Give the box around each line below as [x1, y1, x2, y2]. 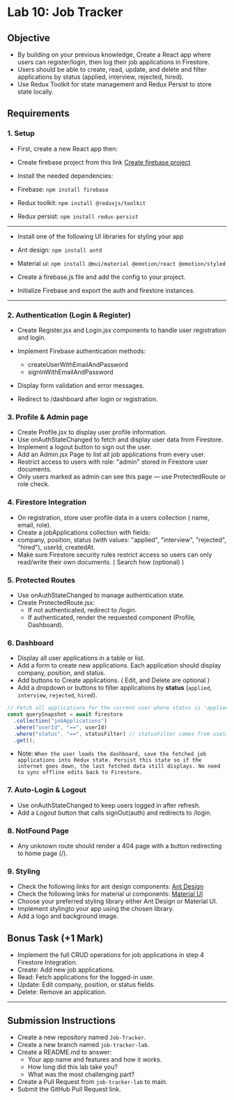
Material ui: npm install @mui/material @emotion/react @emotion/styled [17, 259, 226, 267]
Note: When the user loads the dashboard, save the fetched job [17, 749, 207, 758]
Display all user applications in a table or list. [17, 654, 145, 663]
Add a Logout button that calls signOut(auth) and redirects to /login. [17, 808, 212, 817]
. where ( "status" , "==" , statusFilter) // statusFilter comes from [13, 730, 210, 737]
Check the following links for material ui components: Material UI [17, 890, 203, 898]
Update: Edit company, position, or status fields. [17, 981, 155, 989]
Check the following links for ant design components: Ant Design [17, 882, 204, 891]
